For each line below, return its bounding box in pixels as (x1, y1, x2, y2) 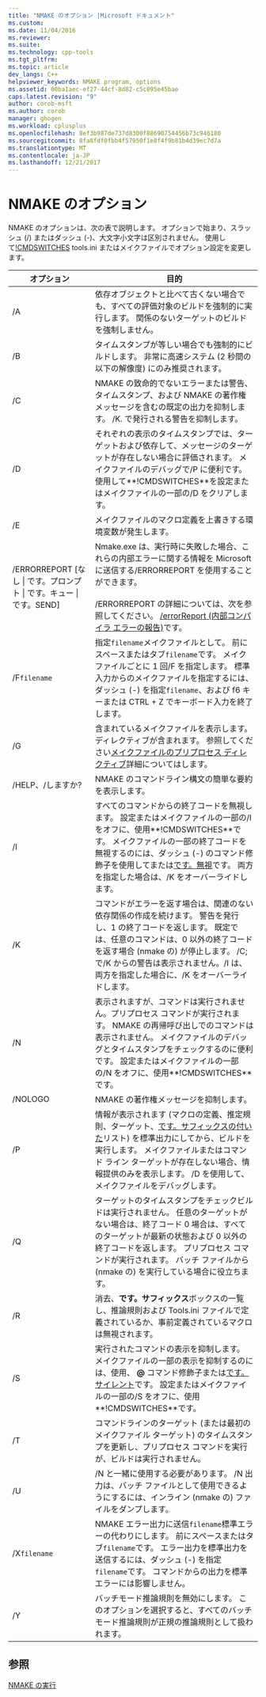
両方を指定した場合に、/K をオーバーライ (94, 970, 248, 981)
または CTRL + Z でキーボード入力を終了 (102, 697, 253, 708)
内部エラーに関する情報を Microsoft (118, 553, 252, 564)
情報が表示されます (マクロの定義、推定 (94, 1109, 243, 1120)
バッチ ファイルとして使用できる (118, 1480, 240, 1491)
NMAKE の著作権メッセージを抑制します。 (94, 1094, 252, 1105)
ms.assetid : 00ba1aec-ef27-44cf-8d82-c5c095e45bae (8, 85, 179, 93)
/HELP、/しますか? (12, 780, 82, 791)
